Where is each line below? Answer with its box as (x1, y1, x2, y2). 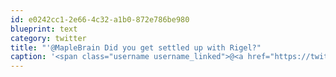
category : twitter (10, 33, 87, 43)
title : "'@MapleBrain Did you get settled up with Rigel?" (10, 42, 262, 53)
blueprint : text (10, 24, 78, 34)
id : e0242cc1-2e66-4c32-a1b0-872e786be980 (10, 14, 190, 25)
